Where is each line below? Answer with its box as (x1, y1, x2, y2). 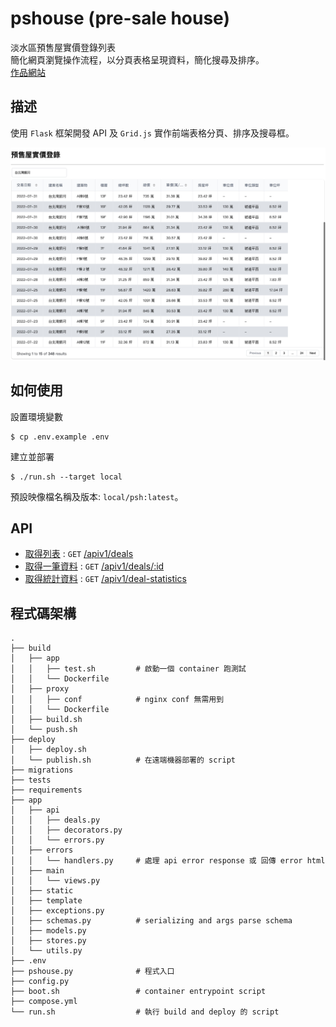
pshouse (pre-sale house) (10, 7, 230, 30)
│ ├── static (10, 886, 74, 896)
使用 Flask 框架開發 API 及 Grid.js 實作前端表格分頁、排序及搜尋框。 (10, 127, 295, 139)
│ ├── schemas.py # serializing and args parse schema (10, 916, 293, 926)
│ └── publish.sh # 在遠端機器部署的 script (10, 755, 236, 766)
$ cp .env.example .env (10, 432, 110, 442)
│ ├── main (10, 866, 65, 876)
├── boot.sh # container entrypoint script (10, 987, 267, 997)
